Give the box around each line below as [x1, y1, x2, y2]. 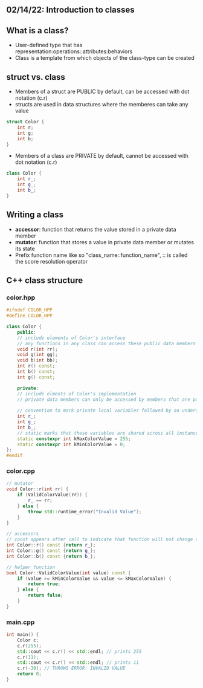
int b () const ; [17, 369, 56, 375]
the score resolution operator [14, 258, 88, 265]
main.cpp [6, 618, 35, 626]
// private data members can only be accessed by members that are [17, 396, 190, 403]
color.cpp [6, 467, 35, 475]
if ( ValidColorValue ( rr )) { [17, 492, 88, 498]
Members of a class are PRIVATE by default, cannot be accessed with [14, 152, 189, 160]
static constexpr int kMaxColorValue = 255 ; [17, 435, 131, 442]
